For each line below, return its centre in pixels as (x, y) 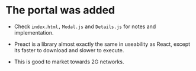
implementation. (34, 32)
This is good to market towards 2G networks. (69, 62)
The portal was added (60, 10)
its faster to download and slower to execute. (69, 50)
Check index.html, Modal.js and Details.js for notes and (85, 26)
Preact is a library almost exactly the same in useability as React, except (102, 44)
